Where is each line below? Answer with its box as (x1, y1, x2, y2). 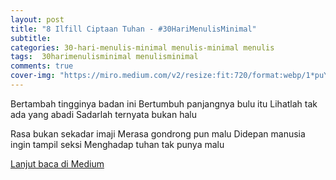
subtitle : (10, 33, 52, 43)
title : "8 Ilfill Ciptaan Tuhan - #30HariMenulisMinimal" (10, 24, 257, 34)
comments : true (10, 61, 74, 71)
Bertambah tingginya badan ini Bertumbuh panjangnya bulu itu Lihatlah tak (10, 97, 318, 110)
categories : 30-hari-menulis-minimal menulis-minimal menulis (10, 42, 275, 53)
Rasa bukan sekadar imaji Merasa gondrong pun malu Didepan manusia (10, 127, 306, 140)
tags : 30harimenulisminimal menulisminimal (10, 52, 199, 62)
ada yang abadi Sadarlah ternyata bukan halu (10, 108, 197, 120)
